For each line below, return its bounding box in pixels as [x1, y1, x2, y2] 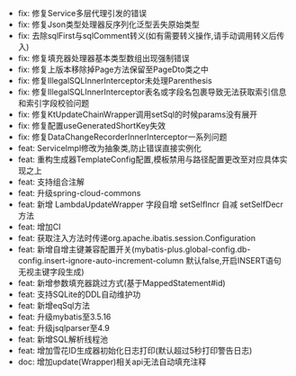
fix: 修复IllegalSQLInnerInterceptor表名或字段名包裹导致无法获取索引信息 [17, 86, 287, 97]
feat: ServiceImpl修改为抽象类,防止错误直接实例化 [17, 143, 202, 153]
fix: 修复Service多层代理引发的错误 [17, 8, 148, 18]
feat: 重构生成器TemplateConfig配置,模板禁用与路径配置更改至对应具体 [17, 154, 281, 165]
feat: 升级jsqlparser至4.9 [17, 323, 110, 333]
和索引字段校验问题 [17, 98, 90, 108]
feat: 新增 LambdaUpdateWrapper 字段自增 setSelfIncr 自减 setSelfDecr [17, 199, 283, 210]
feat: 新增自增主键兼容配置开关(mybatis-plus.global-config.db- [17, 244, 251, 255]
